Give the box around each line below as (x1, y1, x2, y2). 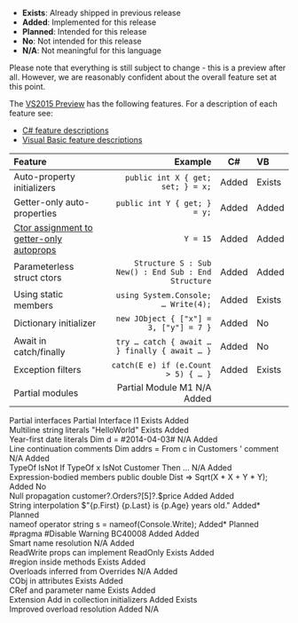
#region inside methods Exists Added (9, 556, 146, 567)
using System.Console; (115, 290, 212, 300)
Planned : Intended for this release (21, 27, 147, 36)
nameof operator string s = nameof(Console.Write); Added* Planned (9, 519, 259, 529)
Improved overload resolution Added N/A (9, 603, 160, 614)
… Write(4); (161, 299, 212, 309)
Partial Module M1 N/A (116, 382, 212, 393)
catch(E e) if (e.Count (111, 360, 212, 370)
